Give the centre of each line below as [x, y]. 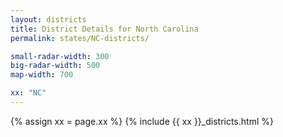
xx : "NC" [28, 93]
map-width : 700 [42, 75]
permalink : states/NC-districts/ [80, 38]
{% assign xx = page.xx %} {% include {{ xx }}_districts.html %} [142, 121]
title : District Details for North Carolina [104, 29]
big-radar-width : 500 [55, 66]
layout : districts [48, 19]
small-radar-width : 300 [60, 56]
